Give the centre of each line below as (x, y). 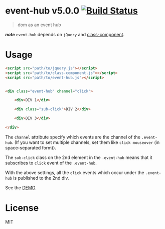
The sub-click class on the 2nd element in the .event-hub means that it (79, 157)
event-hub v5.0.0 (42, 11)
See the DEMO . (21, 187)
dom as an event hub (39, 25)
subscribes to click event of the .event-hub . (51, 163)
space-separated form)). (31, 147)
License (22, 208)
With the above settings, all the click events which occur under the (75, 172)
